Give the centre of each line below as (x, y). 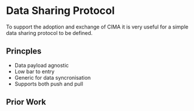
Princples (24, 51)
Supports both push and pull (49, 84)
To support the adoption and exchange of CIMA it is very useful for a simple (97, 27)
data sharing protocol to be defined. (49, 33)
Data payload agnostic (41, 65)
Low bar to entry (34, 71)
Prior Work (26, 102)
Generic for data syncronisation (53, 77)
